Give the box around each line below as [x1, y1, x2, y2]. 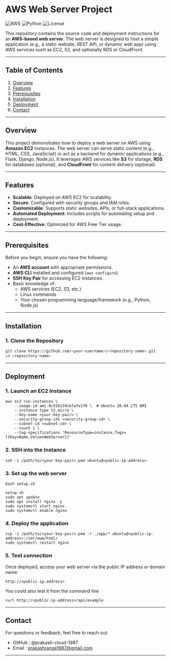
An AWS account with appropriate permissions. [12, 264, 113, 270]
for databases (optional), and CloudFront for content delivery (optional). [5, 161, 157, 168]
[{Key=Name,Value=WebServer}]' [5, 434, 72, 440]
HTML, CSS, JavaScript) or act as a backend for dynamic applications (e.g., [5, 150, 164, 156]
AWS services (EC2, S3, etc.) [20, 286, 81, 292]
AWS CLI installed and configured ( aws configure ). [12, 270, 120, 276]
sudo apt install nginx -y [5, 499, 63, 504]
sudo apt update [5, 494, 40, 500]
